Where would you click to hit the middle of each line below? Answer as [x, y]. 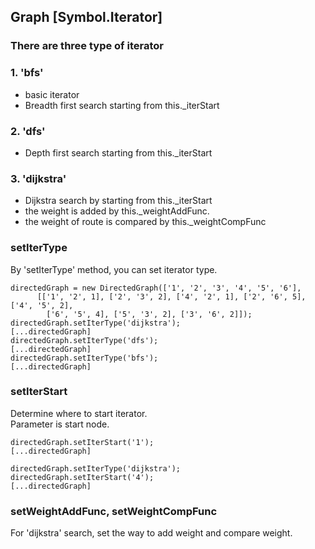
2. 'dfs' [28, 131]
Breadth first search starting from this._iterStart [122, 105]
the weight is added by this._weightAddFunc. [117, 211]
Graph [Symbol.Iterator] [86, 17]
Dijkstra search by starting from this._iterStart [118, 201]
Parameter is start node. [60, 424]
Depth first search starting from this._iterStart [118, 152]
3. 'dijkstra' [38, 178]
